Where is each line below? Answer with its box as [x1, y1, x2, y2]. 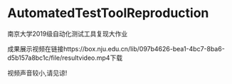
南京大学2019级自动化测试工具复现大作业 [7, 29, 128, 38]
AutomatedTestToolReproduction [7, 5, 209, 21]
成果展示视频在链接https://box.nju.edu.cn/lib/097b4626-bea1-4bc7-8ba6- [7, 44, 226, 53]
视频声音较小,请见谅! [7, 68, 68, 77]
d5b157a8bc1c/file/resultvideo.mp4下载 [7, 53, 123, 62]
